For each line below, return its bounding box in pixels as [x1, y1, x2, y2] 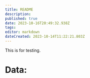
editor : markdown [5, 30, 40, 34]
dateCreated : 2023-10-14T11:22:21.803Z [5, 34, 85, 39]
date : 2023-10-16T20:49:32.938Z [5, 20, 70, 26]
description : [5, 12, 31, 16]
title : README [5, 7, 34, 12]
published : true [5, 16, 38, 21]
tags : [5, 25, 16, 30]
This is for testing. [5, 47, 41, 53]
